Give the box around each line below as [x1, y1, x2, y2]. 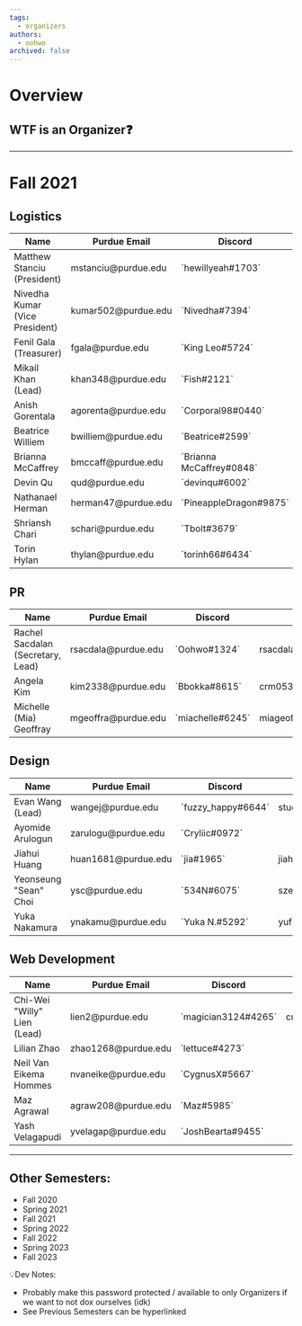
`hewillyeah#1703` [181, 262, 262, 274]
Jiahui [13, 847, 40, 859]
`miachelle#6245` [174, 711, 251, 724]
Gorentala [13, 410, 56, 423]
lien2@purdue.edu [70, 1010, 148, 1023]
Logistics [9, 209, 62, 224]
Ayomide [13, 821, 51, 833]
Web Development [9, 952, 115, 967]
